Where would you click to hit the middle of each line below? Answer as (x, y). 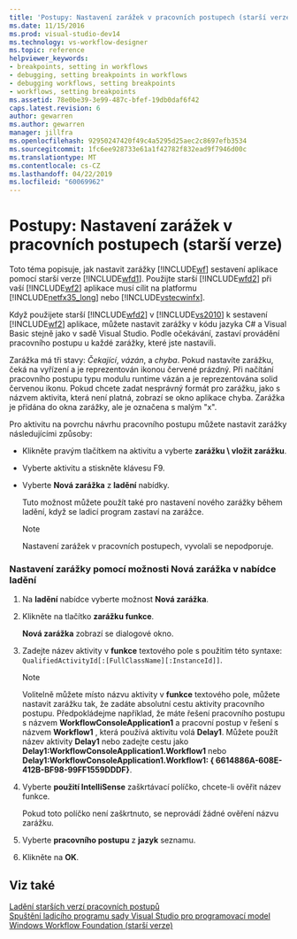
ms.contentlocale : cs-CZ (55, 166)
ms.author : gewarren (47, 125)
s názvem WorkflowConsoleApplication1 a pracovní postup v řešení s (150, 723)
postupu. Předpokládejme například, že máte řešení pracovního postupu (153, 713)
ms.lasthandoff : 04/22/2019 (61, 174)
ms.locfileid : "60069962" (57, 182)
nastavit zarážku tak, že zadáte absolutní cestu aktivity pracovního (143, 704)
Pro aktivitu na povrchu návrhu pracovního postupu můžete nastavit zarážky (148, 424)
